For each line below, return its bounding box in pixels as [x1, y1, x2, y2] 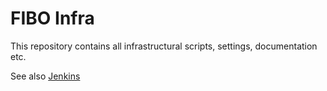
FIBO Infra [10, 7, 95, 30]
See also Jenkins [10, 70, 81, 82]
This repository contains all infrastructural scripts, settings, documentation [10, 40, 318, 52]
